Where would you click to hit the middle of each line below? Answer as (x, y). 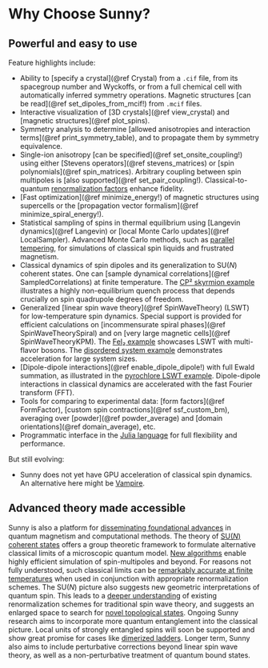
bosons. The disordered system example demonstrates (132, 350)
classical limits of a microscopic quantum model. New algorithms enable (127, 553)
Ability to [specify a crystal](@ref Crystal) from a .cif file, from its (129, 78)
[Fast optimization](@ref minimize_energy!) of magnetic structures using (140, 197)
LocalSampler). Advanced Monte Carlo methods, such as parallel (127, 240)
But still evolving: (36, 459)
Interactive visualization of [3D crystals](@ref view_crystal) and (124, 112)
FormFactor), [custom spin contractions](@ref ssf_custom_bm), (125, 410)
